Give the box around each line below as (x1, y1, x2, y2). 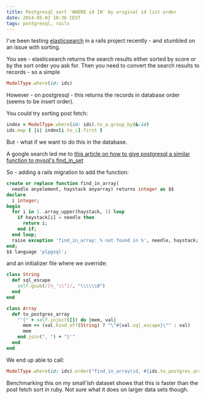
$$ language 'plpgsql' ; (6, 248, 67, 255)
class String (6, 272, 40, 278)
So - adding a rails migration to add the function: (6, 169, 129, 176)
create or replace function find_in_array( (6, 181, 120, 187)
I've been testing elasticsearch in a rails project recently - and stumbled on (6, 37, 196, 45)
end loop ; (12, 231, 37, 237)
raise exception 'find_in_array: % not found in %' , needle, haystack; (12, 237, 199, 244)
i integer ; (12, 197, 40, 204)
